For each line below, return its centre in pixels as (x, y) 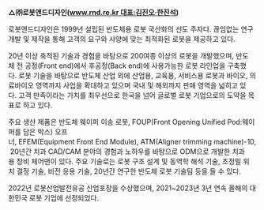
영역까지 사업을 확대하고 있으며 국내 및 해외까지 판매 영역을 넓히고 (137, 85)
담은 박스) (38, 132)
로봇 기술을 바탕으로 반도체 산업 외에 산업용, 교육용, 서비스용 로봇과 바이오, (133, 75)
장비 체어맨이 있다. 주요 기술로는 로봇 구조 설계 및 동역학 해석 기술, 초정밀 (129, 161)
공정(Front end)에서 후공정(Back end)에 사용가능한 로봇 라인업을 (125, 66)
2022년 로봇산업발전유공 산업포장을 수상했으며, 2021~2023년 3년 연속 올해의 (128, 188)
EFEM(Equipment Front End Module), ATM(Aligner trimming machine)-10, (138, 142)
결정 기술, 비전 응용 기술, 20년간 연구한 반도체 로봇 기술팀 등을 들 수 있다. (128, 171)
